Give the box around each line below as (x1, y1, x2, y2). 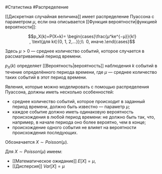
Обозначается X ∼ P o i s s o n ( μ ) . (5, 139, 69, 145)
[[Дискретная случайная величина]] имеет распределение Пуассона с (5, 14, 154, 19)
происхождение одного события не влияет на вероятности (12, 124, 137, 130)
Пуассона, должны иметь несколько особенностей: (5, 89, 114, 95)
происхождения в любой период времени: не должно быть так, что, (12, 114, 156, 120)
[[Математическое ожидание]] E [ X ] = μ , (12, 158, 96, 164)
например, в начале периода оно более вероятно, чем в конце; (12, 119, 146, 125)
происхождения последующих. (12, 130, 78, 135)
